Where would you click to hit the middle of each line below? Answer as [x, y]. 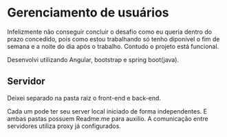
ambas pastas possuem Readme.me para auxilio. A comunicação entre [108, 118]
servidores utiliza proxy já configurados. [64, 126]
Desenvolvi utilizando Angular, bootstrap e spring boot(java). [93, 59]
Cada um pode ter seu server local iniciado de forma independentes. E [107, 111]
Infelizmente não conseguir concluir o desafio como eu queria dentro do [109, 32]
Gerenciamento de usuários [88, 13]
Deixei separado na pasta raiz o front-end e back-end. [84, 98]
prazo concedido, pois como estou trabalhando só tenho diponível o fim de [113, 39]
